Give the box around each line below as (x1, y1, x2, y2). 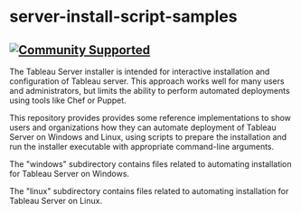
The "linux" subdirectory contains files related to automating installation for (9, 186, 289, 196)
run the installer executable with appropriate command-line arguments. (9, 142, 275, 152)
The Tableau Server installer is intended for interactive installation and (9, 66, 270, 77)
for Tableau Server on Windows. (9, 169, 129, 179)
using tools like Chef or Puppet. (9, 95, 127, 106)
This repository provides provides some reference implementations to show (9, 113, 292, 123)
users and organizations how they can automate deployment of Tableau (9, 122, 277, 133)
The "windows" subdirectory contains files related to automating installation (9, 159, 292, 169)
